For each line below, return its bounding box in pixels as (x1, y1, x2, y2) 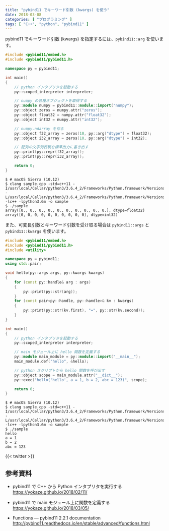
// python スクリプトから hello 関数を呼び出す (14, 368, 105, 373)
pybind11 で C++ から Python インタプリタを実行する (12, 484, 122, 490)
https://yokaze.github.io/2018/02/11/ (12, 489, 88, 495)
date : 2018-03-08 (5, 12, 42, 17)
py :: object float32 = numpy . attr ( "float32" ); (14, 112, 112, 117)
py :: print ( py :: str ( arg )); (23, 289, 78, 294)
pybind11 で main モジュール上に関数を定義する (12, 500, 110, 506)
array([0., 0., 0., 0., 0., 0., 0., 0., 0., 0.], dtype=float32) (5, 208, 145, 213)
